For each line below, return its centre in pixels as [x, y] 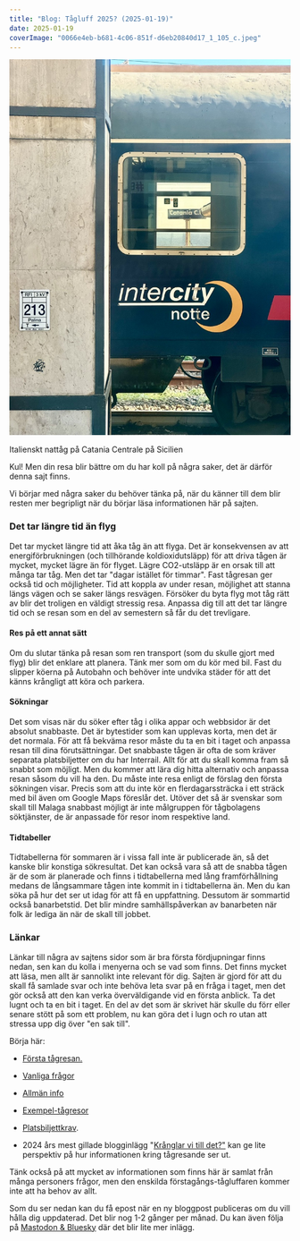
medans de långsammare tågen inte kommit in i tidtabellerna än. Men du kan [150, 886]
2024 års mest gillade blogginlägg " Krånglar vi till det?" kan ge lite [144, 1144]
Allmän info [43, 1092]
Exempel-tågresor [55, 1110]
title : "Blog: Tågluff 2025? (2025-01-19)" [92, 19]
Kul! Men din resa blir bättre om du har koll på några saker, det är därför [141, 467]
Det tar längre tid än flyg [63, 526]
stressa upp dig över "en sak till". [70, 1024]
